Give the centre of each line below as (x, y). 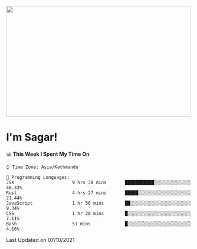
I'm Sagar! (32, 137)
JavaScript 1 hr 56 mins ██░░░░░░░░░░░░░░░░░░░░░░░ (99, 203)
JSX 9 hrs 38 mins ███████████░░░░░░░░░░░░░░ (99, 182)
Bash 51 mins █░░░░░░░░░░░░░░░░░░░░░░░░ (99, 224)
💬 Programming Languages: (38, 177)
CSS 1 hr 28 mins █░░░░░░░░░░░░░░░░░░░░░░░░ (99, 213)
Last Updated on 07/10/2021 (40, 240)
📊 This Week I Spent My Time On (48, 154)
